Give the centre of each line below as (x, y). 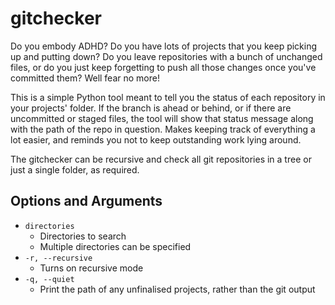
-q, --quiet (49, 279)
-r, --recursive (58, 258)
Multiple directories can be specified (115, 246)
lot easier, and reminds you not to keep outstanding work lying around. (156, 139)
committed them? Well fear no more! (85, 78)
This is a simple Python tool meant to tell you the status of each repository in (168, 97)
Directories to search (83, 236)
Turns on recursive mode (91, 268)
